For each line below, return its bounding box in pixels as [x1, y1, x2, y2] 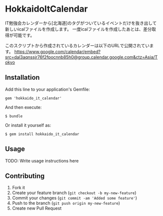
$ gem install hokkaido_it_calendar [5, 131, 79, 137]
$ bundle [5, 113, 23, 119]
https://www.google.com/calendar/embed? [14, 49, 101, 54]
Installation [5, 73, 40, 82]
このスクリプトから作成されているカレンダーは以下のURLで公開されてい [5, 42, 150, 48]
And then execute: [5, 104, 42, 110]
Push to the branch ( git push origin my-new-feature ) [12, 200, 120, 206]
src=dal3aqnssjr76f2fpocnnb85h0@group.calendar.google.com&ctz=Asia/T [5, 54, 158, 60]
